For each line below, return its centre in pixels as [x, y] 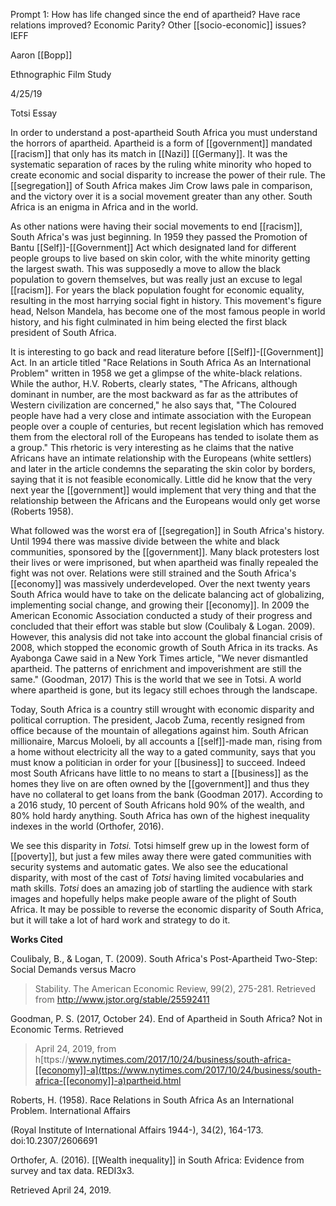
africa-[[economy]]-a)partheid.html [108, 1080]
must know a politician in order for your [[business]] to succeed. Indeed [158, 762]
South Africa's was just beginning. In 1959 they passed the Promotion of [159, 237]
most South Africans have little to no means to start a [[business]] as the [159, 773]
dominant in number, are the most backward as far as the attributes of [154, 394]
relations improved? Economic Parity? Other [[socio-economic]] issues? [158, 25]
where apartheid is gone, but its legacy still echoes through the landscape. [164, 690]
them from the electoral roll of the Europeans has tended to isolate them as [164, 437]
